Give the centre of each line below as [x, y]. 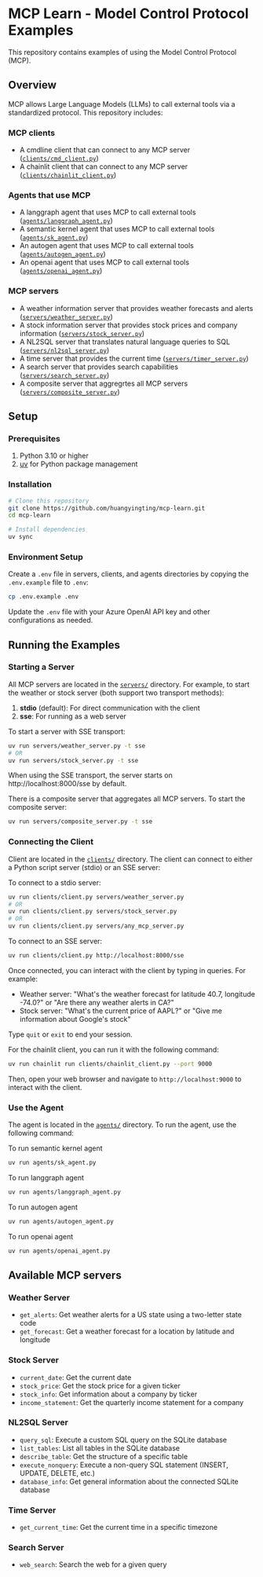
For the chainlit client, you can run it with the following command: [114, 1049]
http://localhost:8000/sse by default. [68, 784]
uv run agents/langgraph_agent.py [65, 1192]
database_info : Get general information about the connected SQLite [129, 1481]
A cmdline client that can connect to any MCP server [105, 150]
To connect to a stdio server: [55, 882]
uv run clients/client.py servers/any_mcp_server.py [96, 926]
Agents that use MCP [49, 195]
